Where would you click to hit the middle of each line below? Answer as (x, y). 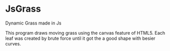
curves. (13, 43)
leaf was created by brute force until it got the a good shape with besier (80, 38)
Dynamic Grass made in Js (33, 23)
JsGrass (23, 9)
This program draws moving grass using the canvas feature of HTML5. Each (85, 33)
